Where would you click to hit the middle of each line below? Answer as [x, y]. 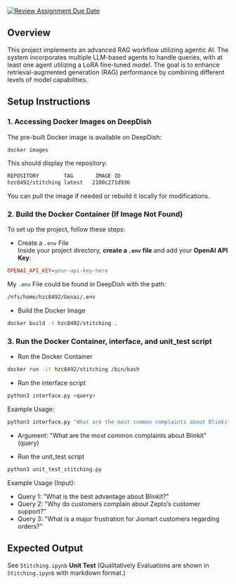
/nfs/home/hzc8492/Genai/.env [52, 297]
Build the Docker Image [51, 311]
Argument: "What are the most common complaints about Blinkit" [112, 435]
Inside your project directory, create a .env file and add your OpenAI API [123, 251]
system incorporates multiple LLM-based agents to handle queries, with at [115, 57]
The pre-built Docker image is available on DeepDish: [84, 137]
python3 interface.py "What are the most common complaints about [106, 422]
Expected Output [45, 549]
